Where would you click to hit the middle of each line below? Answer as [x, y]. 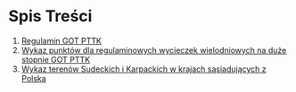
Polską [33, 78]
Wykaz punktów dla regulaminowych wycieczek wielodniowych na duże [154, 50]
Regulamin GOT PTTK [61, 41]
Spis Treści [50, 16]
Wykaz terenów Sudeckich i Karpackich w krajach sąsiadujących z [144, 69]
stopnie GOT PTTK [56, 59]
